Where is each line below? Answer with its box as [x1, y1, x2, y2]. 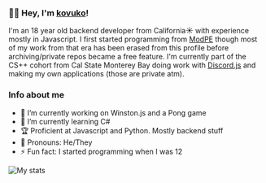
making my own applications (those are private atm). [8, 69, 185, 79]
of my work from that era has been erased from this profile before [8, 43, 229, 53]
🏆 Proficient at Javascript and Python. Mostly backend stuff [20, 125, 224, 135]
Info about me [8, 89, 65, 101]
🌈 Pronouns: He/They [20, 137, 93, 147]
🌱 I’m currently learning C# [20, 116, 111, 126]
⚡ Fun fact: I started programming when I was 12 [20, 146, 183, 156]
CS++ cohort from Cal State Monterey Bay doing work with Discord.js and [8, 60, 256, 70]
